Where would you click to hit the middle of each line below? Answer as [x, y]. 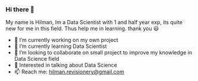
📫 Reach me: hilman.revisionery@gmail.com [69, 72]
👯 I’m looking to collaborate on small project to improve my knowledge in [103, 53]
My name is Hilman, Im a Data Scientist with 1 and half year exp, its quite [94, 22]
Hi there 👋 [20, 9]
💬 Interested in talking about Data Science [65, 65]
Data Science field [37, 59]
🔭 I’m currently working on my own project [66, 40]
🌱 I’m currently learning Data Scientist [60, 46]
